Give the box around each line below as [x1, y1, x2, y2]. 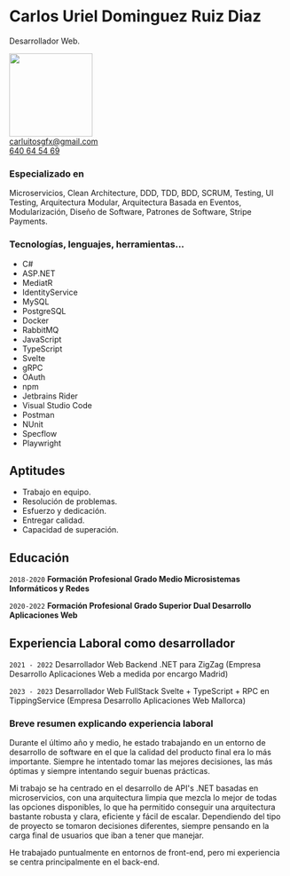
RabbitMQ [21, 324, 59, 335]
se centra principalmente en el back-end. [9, 856, 160, 867]
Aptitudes [9, 463, 66, 478]
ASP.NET [21, 268, 56, 279]
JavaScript [21, 334, 62, 344]
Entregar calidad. [21, 515, 85, 525]
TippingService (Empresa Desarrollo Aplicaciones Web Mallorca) [9, 695, 247, 706]
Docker [21, 315, 50, 326]
